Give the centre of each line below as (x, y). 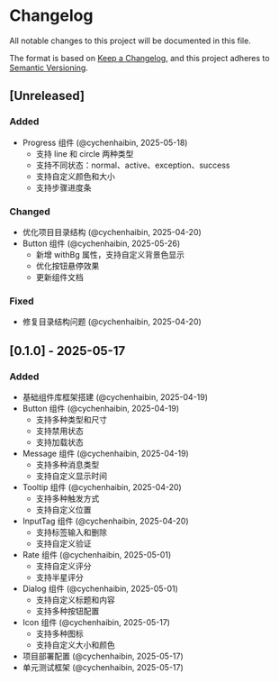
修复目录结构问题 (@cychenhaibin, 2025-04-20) (112, 322)
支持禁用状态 (59, 431)
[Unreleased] (47, 96)
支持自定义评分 (63, 566)
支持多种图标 (59, 633)
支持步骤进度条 (63, 187)
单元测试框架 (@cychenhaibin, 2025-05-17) (103, 667)
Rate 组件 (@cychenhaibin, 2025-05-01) (97, 554)
